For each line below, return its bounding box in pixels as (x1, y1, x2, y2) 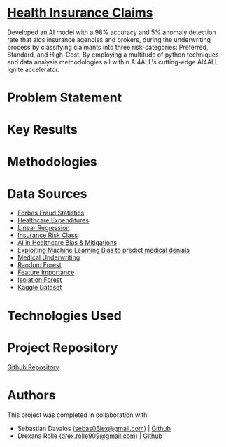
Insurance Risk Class (17, 231, 78, 239)
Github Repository (7, 362, 59, 371)
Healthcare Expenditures (17, 216, 90, 225)
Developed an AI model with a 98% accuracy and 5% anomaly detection (7, 28, 216, 36)
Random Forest (17, 261, 62, 269)
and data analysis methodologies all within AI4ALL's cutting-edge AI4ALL (7, 57, 219, 66)
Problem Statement (7, 90, 122, 106)
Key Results (7, 122, 78, 138)
